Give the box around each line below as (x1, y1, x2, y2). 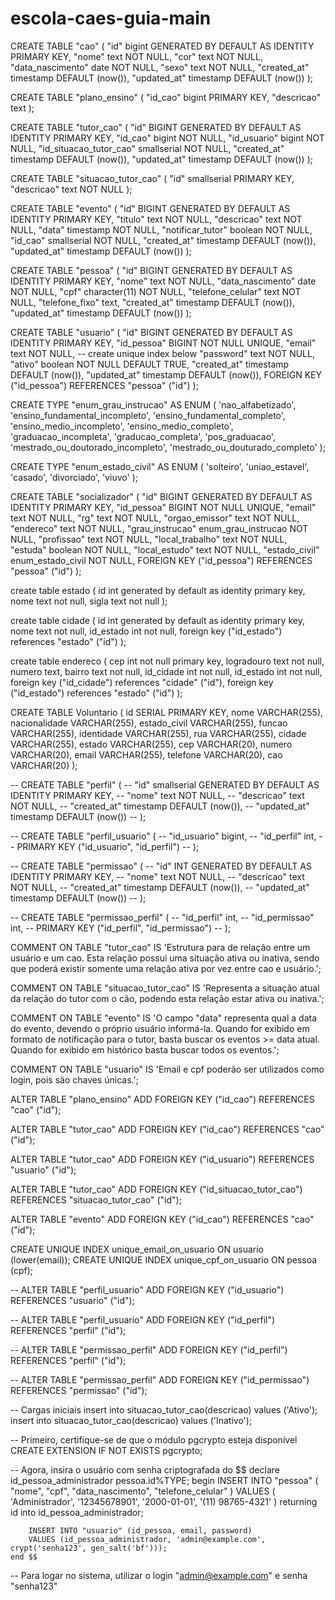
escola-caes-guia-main (10, 7, 212, 30)
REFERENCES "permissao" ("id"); (10, 1384, 148, 1396)
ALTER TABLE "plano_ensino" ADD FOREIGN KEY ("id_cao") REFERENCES (10, 1093, 315, 1105)
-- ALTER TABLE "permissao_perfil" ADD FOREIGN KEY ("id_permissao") (10, 1373, 310, 1386)
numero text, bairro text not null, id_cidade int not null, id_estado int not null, (10, 665, 323, 677)
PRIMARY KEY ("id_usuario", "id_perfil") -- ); (16, 840, 200, 852)
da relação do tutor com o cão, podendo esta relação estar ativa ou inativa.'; (10, 992, 325, 1004)
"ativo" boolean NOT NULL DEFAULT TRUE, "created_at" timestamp (10, 358, 290, 370)
